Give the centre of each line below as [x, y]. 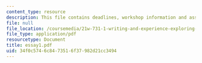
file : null [20, 23]
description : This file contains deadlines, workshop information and [96, 17]
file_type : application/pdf [41, 34]
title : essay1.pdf [29, 46]
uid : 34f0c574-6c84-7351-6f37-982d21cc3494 [62, 51]
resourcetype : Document [36, 40]
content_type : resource [36, 12]
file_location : [25, 28]
